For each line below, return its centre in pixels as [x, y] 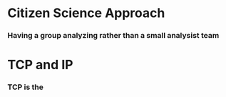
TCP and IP [40, 65]
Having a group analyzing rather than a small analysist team [113, 36]
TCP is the [26, 87]
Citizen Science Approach [86, 13]
